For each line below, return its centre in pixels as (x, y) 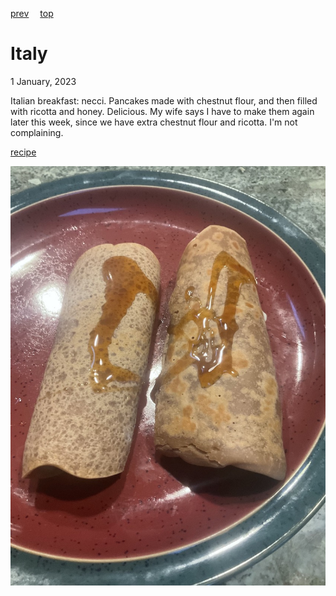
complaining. (37, 132)
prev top (32, 13)
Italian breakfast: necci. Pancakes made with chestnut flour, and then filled (164, 100)
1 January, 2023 (43, 81)
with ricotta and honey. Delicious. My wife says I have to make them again (162, 111)
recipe (23, 152)
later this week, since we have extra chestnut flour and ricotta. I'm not (154, 122)
